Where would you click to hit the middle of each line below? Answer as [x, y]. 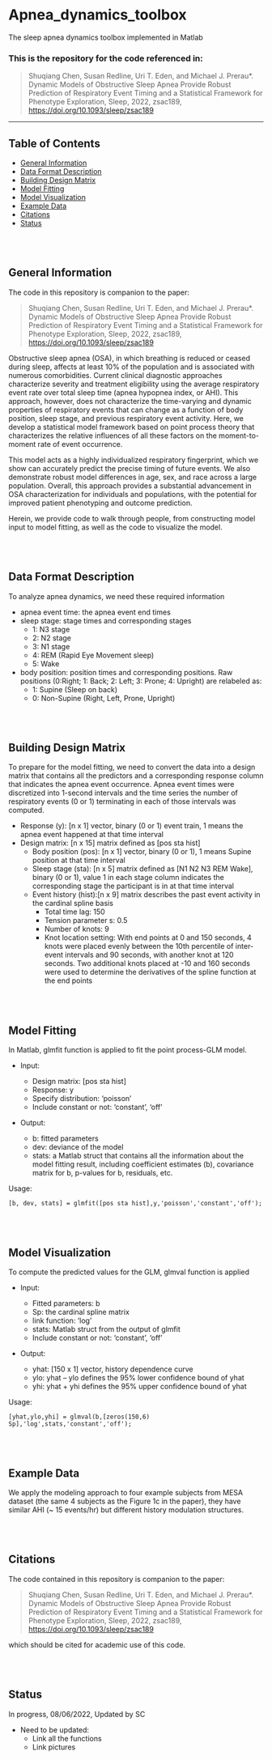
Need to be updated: [55, 1729]
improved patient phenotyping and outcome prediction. [100, 503]
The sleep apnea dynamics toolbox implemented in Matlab [106, 37]
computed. [26, 810]
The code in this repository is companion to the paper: [99, 292]
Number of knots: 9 [76, 929]
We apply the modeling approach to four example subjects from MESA [126, 1492]
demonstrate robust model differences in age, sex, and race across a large [133, 477]
